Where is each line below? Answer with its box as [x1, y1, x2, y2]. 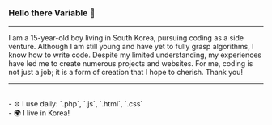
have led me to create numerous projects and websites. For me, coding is [8, 59, 253, 69]
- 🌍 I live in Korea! [8, 108, 70, 118]
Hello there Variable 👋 [8, 7, 96, 19]
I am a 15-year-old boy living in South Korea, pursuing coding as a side [8, 33, 244, 43]
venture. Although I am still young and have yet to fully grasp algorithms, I [8, 42, 254, 52]
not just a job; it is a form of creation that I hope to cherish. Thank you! [8, 68, 243, 77]
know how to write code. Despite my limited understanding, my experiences [8, 50, 261, 60]
